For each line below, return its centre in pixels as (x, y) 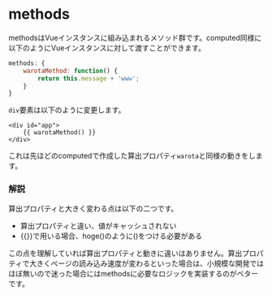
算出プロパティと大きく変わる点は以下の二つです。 (93, 208)
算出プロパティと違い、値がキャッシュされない (98, 225)
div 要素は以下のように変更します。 (67, 110)
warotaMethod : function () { (70, 71)
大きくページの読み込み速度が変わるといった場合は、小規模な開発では (147, 263)
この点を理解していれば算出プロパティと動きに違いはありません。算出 (125, 253)
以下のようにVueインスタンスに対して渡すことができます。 (107, 48)
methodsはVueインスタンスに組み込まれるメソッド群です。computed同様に (135, 37)
